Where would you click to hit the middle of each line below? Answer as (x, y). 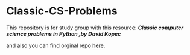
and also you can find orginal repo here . (56, 45)
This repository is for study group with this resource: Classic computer (95, 27)
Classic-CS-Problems (62, 11)
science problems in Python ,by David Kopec (64, 33)
